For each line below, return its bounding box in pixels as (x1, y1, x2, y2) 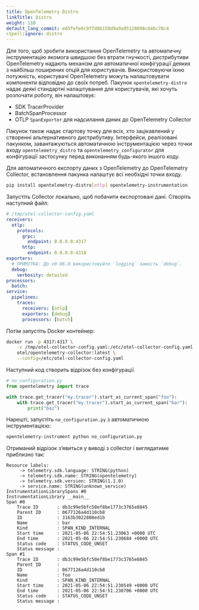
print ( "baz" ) (27, 405, 60, 411)
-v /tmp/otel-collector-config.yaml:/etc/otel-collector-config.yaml (17, 344, 194, 350)
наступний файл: (6, 199, 49, 207)
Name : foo (17, 572, 70, 578)
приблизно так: (6, 451, 45, 458)
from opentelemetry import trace (6, 383, 89, 389)
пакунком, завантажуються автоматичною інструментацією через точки (6, 140, 192, 147)
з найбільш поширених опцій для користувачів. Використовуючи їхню (6, 66, 185, 73)
